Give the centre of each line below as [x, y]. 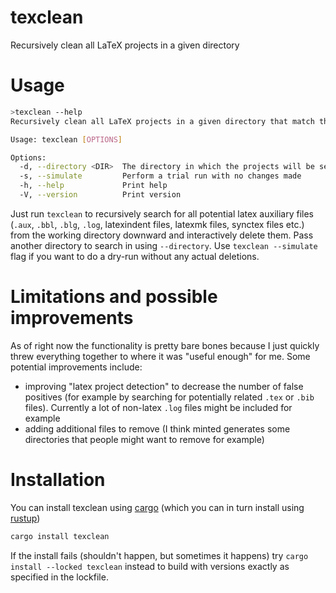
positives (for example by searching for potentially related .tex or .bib [169, 397]
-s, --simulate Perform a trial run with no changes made [160, 176]
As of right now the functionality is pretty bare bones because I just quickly [165, 345]
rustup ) [25, 518]
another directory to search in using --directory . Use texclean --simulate [164, 245]
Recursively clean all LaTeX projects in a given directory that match [162, 121]
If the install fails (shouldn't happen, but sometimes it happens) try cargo [159, 555]
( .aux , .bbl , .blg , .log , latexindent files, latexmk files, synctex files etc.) [157, 224]
